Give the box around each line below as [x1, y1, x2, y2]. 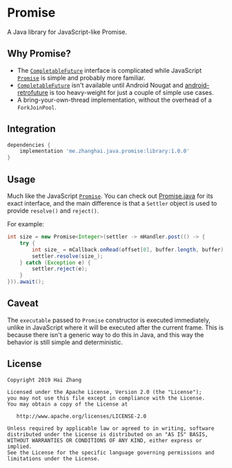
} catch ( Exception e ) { [19, 259, 91, 266]
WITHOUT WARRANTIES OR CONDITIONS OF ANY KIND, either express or [7, 437, 202, 444]
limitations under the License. [7, 455, 100, 462]
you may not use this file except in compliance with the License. [7, 395, 206, 402]
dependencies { [7, 141, 51, 148]
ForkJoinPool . [17, 102, 57, 111]
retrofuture [17, 88, 48, 96]
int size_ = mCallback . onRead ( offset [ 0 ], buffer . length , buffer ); [32, 246, 227, 253]
